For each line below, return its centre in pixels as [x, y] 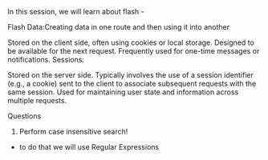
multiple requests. [37, 100]
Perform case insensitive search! [73, 132]
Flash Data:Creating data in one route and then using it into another [119, 27]
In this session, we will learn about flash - [76, 12]
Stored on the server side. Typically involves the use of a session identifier [130, 75]
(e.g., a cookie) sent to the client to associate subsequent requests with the [132, 84]
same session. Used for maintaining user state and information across [123, 92]
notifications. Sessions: [46, 60]
